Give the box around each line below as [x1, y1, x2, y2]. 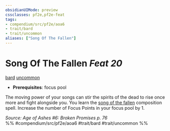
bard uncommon [5, 74, 40, 80]
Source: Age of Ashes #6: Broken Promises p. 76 [5, 115, 108, 121]
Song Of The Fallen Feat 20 [5, 58, 123, 69]
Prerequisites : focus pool [12, 84, 67, 90]
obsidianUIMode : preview [5, 7, 58, 13]
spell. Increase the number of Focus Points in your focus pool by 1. [5, 105, 145, 111]
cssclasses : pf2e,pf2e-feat [5, 12, 65, 17]
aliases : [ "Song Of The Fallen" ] [5, 36, 76, 41]
